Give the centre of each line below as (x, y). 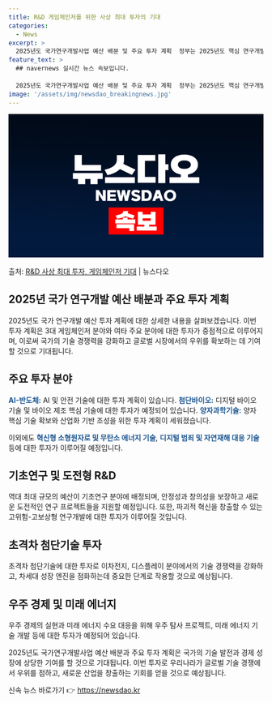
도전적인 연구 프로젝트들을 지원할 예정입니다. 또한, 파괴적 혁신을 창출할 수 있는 (140, 507)
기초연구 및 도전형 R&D (62, 476)
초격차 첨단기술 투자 (55, 544)
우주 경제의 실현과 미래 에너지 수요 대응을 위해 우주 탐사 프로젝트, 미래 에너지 (129, 625)
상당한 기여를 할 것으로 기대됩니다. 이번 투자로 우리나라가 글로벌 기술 (131, 663)
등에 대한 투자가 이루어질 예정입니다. (66, 448)
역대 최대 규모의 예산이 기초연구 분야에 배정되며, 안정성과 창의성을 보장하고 (126, 497)
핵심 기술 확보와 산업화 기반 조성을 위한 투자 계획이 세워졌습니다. (110, 420)
